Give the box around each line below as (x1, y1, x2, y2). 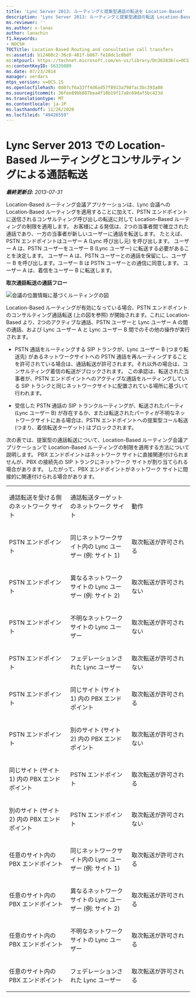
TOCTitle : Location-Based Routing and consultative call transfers (6, 47, 174, 53)
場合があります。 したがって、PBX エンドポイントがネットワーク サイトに (6, 466, 183, 473)
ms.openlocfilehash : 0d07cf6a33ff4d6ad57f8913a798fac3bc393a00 (6, 85, 163, 91)
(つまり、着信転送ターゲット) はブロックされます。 (14, 424, 137, 431)
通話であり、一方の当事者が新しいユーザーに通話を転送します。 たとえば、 (6, 230, 185, 238)
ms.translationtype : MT (6, 95, 64, 101)
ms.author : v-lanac (6, 25, 54, 31)
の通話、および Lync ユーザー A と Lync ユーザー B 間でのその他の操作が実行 (6, 326, 190, 333)
